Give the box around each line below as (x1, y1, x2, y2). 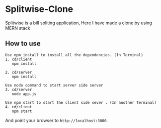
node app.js (11, 91, 37, 96)
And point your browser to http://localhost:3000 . (5, 117, 108, 123)
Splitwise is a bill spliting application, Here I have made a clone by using (5, 20, 153, 26)
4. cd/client (5, 104, 32, 109)
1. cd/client (5, 57, 32, 62)
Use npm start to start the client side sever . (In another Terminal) (5, 100, 157, 105)
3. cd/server (5, 87, 32, 92)
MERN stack (5, 25, 31, 31)
